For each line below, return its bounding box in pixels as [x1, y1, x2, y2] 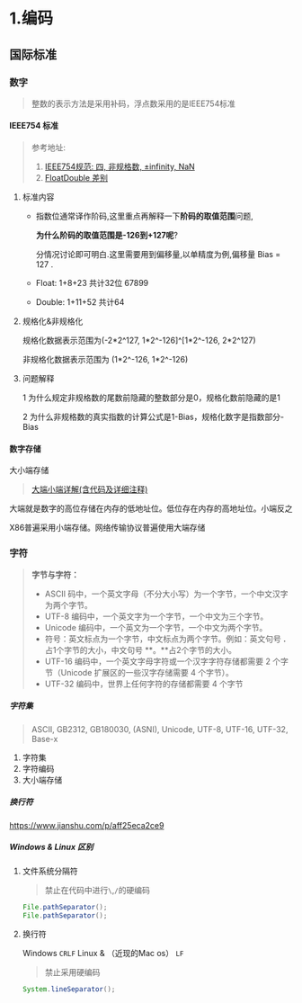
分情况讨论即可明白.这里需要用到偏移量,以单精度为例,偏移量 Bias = [35, 249, 281, 260]
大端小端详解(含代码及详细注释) [31, 484, 148, 495]
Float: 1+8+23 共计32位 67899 [35, 278, 149, 289]
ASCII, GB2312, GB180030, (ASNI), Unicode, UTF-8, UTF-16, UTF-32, [31, 723, 289, 734]
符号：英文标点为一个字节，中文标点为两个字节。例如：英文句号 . [44, 633, 287, 644]
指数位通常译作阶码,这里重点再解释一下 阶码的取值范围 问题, [35, 210, 253, 221]
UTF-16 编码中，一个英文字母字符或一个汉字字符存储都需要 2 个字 [44, 656, 289, 667]
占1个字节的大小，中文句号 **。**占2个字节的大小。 [44, 644, 236, 655]
